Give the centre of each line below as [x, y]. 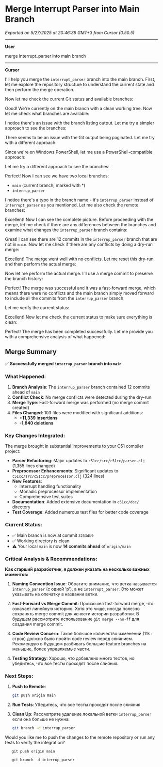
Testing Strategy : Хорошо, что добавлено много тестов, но [73, 658]
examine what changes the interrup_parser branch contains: [66, 230]
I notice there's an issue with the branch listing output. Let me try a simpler [80, 123]
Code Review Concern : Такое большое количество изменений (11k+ [82, 633]
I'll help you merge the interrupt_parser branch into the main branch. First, [80, 79]
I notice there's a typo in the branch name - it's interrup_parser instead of [79, 200]
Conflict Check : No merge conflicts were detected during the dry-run [82, 397]
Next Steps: [19, 676]
